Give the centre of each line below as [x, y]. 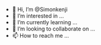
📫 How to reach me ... [40, 36]
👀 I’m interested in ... [38, 16]
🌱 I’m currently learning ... [45, 22]
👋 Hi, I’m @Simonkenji [40, 9]
